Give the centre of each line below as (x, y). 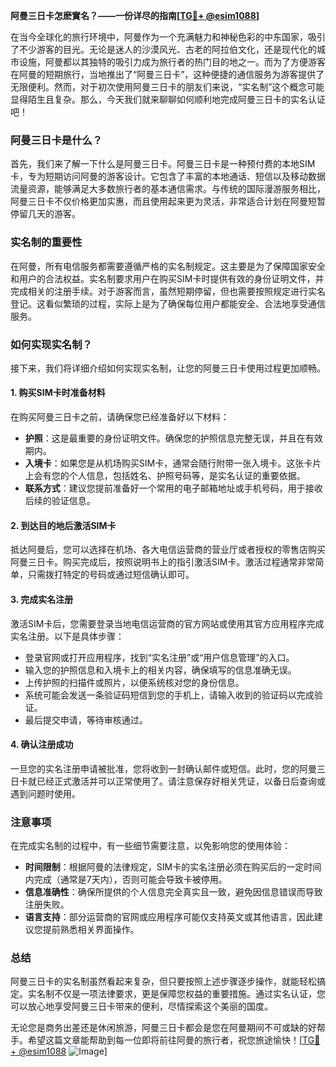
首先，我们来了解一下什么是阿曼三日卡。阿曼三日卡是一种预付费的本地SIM (163, 164)
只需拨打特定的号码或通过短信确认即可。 (111, 575)
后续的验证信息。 (60, 501)
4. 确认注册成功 (42, 745)
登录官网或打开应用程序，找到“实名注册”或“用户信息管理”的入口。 (159, 657)
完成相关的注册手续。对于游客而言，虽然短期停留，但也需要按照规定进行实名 (168, 291)
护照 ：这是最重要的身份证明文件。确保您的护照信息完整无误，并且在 (165, 438)
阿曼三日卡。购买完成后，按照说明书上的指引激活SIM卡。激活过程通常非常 (163, 562)
